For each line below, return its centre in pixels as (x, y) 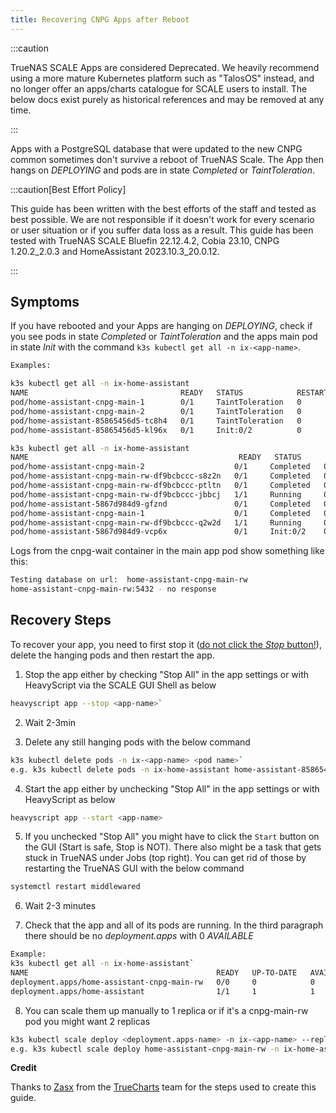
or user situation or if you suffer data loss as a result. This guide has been (162, 230)
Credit (23, 1068)
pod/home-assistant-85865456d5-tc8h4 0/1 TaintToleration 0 (156, 421)
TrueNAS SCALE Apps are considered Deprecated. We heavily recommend (165, 67)
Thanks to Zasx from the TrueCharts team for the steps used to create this (163, 1087)
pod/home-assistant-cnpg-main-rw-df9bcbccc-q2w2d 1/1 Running (156, 522)
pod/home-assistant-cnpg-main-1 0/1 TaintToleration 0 (156, 402)
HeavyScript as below (70, 799)
